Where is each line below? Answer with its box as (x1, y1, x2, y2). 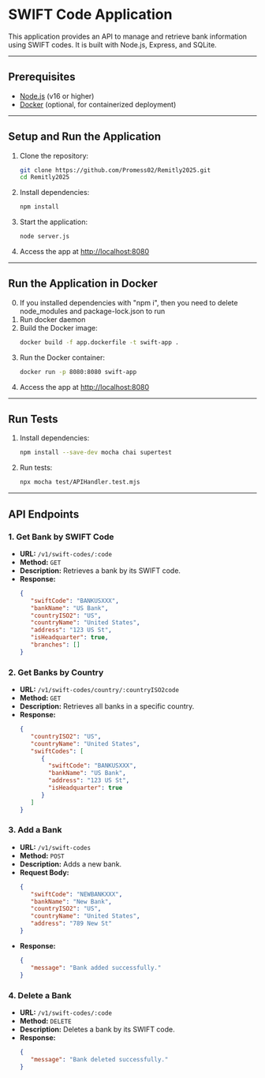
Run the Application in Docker (8, 277, 158, 290)
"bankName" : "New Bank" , (30, 897, 112, 905)
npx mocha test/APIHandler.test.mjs (19, 478, 140, 486)
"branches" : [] (30, 641, 80, 649)
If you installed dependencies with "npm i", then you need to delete (19, 298, 238, 307)
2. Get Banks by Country (8, 667, 104, 678)
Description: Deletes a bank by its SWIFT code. (19, 1024, 175, 1034)
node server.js (19, 233, 70, 241)
